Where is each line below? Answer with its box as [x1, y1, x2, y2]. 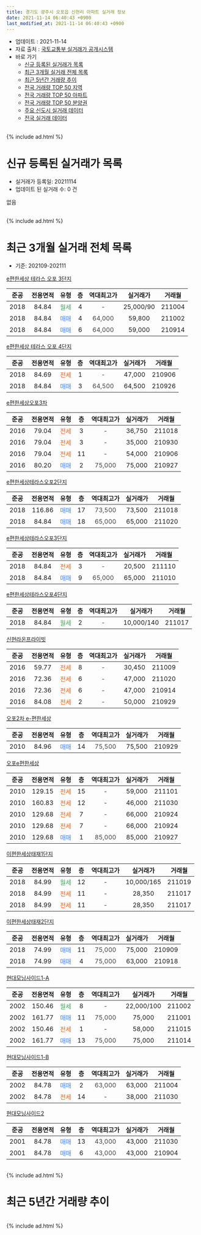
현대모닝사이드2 [6, 1109, 45, 1117]
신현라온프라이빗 [6, 636, 46, 643]
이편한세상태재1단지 [6, 850, 53, 858]
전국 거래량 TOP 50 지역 [24, 84, 82, 91]
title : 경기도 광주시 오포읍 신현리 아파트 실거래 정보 [6, 9, 126, 15]
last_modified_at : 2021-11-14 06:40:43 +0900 [6, 20, 124, 26]
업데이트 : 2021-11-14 [15, 38, 67, 45]
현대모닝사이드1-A [6, 974, 49, 982]
